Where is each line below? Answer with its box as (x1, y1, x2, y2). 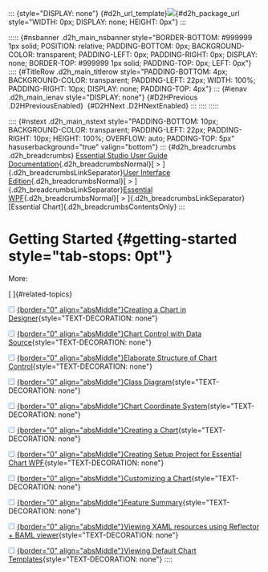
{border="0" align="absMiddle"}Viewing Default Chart (17, 545, 197, 555)
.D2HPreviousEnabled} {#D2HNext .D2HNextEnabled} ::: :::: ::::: (8, 101, 219, 110)
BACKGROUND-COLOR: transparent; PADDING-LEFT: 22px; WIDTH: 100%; (8, 76, 256, 84)
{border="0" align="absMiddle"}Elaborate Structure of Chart (17, 353, 217, 362)
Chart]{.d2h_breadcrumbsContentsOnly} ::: (42, 202, 185, 211)
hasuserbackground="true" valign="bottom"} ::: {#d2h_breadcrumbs (8, 142, 237, 152)
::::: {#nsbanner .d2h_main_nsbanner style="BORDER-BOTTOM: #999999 (8, 33, 253, 42)
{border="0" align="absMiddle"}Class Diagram (17, 377, 173, 386)
